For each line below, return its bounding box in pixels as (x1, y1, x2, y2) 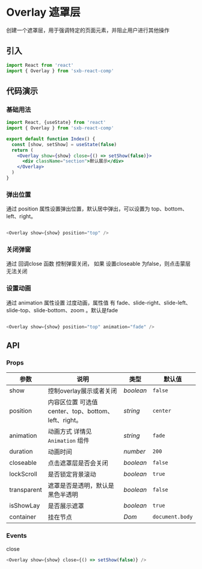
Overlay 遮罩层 (6, 5, 81, 19)
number (123, 448, 146, 456)
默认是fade (91, 306, 118, 313)
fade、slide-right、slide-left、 (116, 299, 191, 306)
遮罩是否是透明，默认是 (47, 482, 114, 490)
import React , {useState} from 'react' (6, 120, 106, 126)
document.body (152, 514, 193, 520)
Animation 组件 (47, 437, 90, 445)
